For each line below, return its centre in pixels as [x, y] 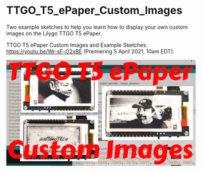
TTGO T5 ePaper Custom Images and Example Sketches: [77, 45]
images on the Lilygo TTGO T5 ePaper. [54, 33]
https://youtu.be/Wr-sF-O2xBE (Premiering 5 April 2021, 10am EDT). [90, 51]
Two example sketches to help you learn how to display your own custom [97, 27]
